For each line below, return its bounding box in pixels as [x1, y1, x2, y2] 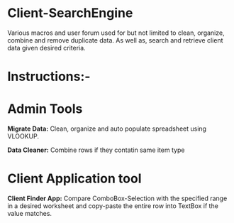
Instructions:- [7, 69, 91, 85]
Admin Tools [7, 101, 83, 117]
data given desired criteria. [7, 43, 87, 52]
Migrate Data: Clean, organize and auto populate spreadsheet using [7, 124, 207, 133]
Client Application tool [7, 170, 142, 187]
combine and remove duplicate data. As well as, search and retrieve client [7, 36, 223, 44]
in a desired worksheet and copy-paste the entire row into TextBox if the [7, 202, 218, 210]
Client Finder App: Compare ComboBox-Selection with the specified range [7, 194, 228, 202]
